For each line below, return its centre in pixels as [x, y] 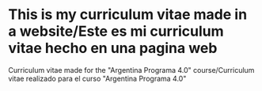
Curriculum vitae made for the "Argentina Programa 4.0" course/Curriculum [131, 70]
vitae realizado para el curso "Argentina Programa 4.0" [97, 78]
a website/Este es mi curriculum [116, 31]
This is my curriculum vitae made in [128, 15]
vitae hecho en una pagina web [113, 48]
